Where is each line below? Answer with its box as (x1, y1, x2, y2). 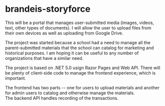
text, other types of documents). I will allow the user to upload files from (5, 25, 152, 30)
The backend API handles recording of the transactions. (5, 95, 119, 101)
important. (5, 75, 26, 81)
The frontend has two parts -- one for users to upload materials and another (5, 84, 160, 90)
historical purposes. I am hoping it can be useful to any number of (5, 50, 139, 56)
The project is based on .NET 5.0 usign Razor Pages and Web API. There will (5, 65, 161, 71)
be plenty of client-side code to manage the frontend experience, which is (5, 70, 156, 76)
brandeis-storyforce (5, 3, 91, 15)
